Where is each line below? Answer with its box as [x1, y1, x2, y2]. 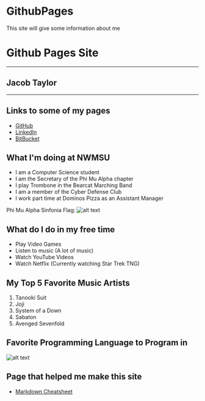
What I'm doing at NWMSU [6, 152, 110, 163]
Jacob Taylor [6, 78, 57, 88]
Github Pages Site [6, 46, 99, 60]
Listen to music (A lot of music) [15, 247, 94, 254]
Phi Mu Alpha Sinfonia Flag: [6, 207, 76, 214]
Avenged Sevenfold [15, 320, 65, 327]
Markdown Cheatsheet [15, 388, 73, 395]
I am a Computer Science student [15, 169, 99, 176]
